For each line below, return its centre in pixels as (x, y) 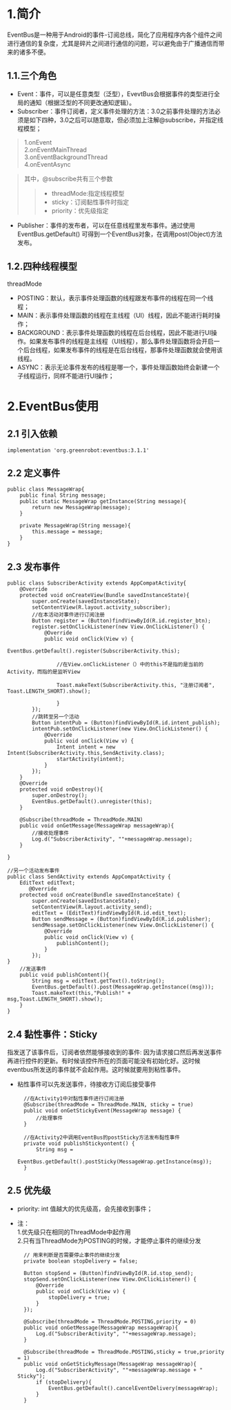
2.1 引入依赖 (32, 434)
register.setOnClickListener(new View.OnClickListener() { (119, 627)
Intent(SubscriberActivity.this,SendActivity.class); (86, 753)
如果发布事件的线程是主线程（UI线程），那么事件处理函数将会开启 (121, 341)
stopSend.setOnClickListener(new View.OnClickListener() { (110, 1279)
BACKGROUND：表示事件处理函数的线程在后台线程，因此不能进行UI (114, 332)
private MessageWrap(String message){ (75, 526)
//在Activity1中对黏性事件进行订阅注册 (74, 1099)
